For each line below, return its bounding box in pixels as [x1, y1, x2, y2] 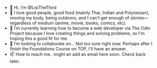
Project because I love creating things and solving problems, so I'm [9, 31, 145, 36]
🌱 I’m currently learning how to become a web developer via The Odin [9, 25, 150, 31]
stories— [130, 15, 149, 20]
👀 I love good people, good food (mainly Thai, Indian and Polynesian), [9, 10, 150, 16]
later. [9, 58, 20, 64]
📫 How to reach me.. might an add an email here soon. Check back [9, 51, 146, 57]
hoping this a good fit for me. [9, 35, 68, 41]
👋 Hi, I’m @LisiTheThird [9, 5, 57, 10]
